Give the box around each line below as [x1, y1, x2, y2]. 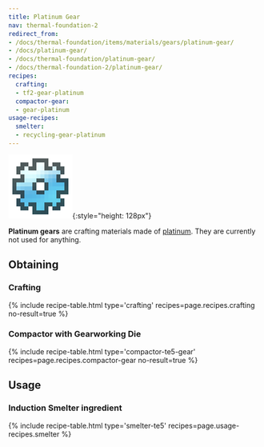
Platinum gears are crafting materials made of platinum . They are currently [8, 226, 256, 236]
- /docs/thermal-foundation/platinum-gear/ [8, 55, 156, 63]
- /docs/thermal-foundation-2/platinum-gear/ [8, 64, 162, 72]
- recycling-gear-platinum [15, 131, 106, 139]
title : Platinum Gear [8, 13, 81, 21]
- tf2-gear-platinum [15, 89, 84, 97]
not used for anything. [8, 234, 82, 244]
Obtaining [8, 258, 59, 272]
